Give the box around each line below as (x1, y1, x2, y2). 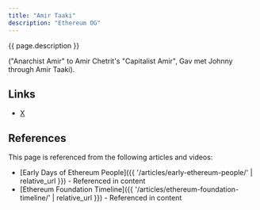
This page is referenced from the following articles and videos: (8, 152, 213, 162)
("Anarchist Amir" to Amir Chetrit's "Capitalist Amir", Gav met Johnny (8, 56, 233, 66)
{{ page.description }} (8, 40, 80, 50)
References (8, 132, 67, 145)
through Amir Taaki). (8, 64, 75, 74)
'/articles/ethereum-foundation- (134, 185, 239, 194)
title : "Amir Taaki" (8, 11, 77, 20)
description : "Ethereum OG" (8, 19, 101, 27)
